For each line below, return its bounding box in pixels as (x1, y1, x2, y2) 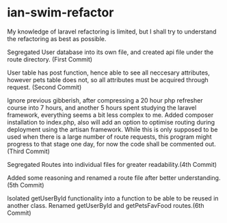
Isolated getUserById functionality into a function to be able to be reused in (7, 194, 219, 202)
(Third (7, 147, 25, 155)
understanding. (177, 173, 221, 182)
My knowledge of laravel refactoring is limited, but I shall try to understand (7, 27, 217, 36)
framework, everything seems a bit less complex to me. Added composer (7, 111, 214, 119)
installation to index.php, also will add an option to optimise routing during (7, 118, 215, 126)
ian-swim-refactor (7, 5, 114, 21)
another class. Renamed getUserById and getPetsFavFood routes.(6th (7, 201, 204, 209)
